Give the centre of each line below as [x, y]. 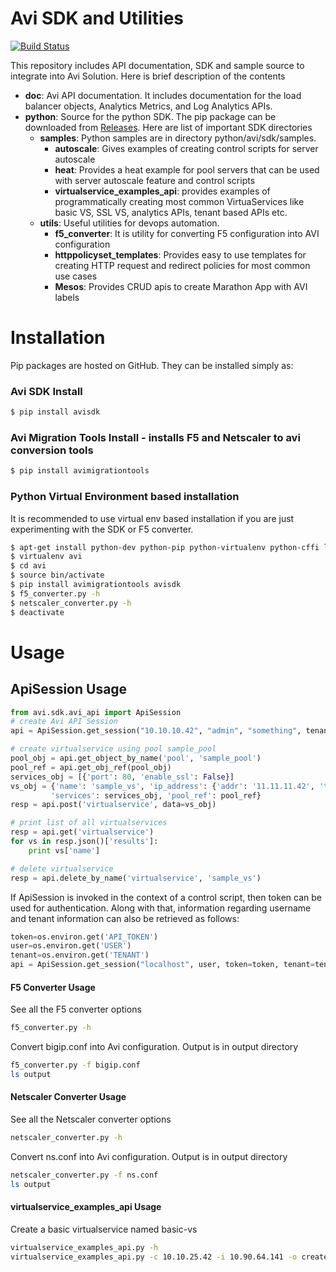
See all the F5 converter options [76, 1009]
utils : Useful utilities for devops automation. [129, 223]
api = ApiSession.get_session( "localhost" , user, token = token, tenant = [162, 965]
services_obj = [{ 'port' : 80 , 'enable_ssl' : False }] [122, 777]
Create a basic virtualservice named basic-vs [104, 1229]
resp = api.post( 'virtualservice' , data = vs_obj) [113, 805]
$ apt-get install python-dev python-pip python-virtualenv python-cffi [165, 547]
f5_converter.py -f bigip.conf [75, 1065]
